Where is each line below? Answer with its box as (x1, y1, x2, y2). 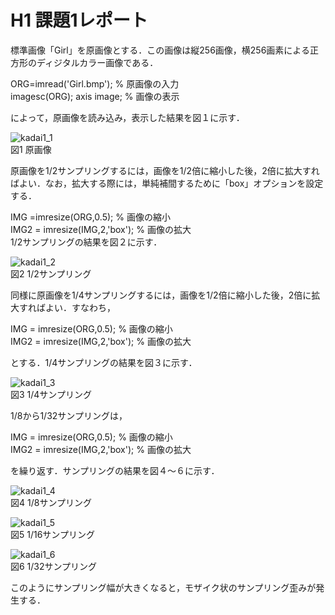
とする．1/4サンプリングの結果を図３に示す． (10, 356, 198, 368)
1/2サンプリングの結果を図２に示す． (10, 236, 163, 248)
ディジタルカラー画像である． (36, 56, 159, 68)
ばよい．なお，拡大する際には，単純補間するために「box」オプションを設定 (10, 177, 324, 189)
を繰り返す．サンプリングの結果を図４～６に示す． (10, 464, 220, 476)
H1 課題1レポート (10, 9, 148, 32)
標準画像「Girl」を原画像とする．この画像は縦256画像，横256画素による (10, 44, 310, 56)
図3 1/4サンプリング (10, 388, 92, 400)
